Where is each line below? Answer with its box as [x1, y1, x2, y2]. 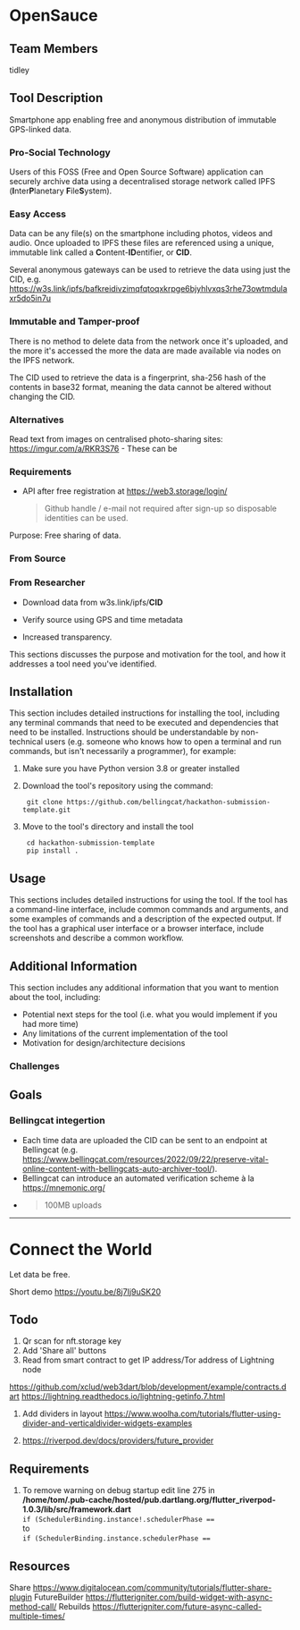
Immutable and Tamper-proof [9, 315, 140, 327]
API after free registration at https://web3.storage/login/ [21, 486, 228, 497]
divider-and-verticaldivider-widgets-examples [21, 1418, 193, 1429]
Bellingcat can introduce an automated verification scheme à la [21, 1173, 254, 1184]
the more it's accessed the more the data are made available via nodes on [9, 345, 281, 356]
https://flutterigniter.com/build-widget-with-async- [85, 1592, 273, 1602]
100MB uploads [44, 1200, 103, 1210]
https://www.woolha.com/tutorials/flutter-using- [104, 1408, 281, 1419]
